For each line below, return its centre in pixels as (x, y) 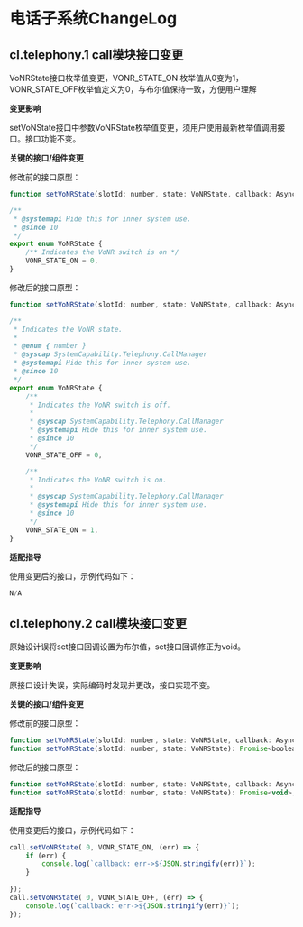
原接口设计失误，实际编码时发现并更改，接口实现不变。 (112, 685)
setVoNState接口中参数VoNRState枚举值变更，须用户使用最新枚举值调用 (143, 128)
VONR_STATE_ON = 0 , (62, 261)
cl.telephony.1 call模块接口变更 (96, 55)
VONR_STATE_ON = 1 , (62, 530)
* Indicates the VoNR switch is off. (100, 405)
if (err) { (46, 856)
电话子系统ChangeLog (93, 18)
